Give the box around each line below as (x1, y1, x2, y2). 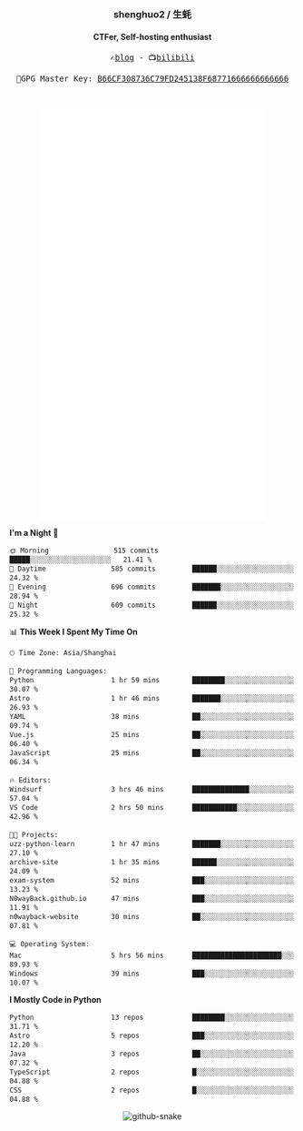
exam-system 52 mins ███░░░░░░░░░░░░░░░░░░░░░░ (9, 876, 295, 885)
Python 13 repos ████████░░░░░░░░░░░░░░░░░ (9, 1013, 295, 1023)
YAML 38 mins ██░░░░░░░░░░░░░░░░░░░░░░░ (9, 712, 295, 722)
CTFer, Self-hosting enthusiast (93, 31, 212, 42)
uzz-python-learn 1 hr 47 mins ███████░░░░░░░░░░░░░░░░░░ (9, 840, 295, 849)
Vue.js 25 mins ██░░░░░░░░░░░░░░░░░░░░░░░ (9, 731, 295, 740)
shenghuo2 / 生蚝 (112, 7, 192, 20)
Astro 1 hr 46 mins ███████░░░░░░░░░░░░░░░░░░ (9, 694, 295, 703)
